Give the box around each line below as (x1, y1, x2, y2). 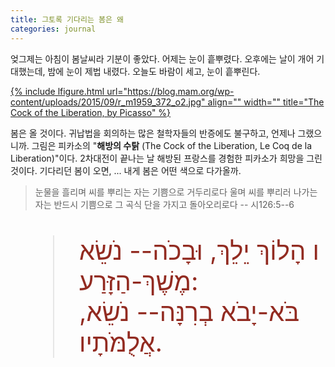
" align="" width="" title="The (201, 96, 325, 108)
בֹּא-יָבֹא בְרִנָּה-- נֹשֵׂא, (79, 296, 300, 328)
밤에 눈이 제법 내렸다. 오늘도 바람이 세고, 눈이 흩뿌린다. (47, 65, 261, 77)
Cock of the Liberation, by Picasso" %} (10, 106, 172, 118)
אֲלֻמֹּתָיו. (79, 326, 163, 358)
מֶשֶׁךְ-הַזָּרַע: (79, 265, 199, 297)
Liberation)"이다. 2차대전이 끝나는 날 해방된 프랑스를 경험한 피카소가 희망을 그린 (10, 152, 323, 164)
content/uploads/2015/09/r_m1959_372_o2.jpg (10, 96, 202, 108)
